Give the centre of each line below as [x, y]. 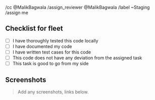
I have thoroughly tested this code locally [55, 40]
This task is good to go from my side [50, 64]
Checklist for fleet [34, 29]
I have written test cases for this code [52, 52]
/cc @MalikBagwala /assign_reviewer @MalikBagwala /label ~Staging [77, 7]
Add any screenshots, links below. [53, 92]
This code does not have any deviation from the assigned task [77, 58]
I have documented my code [42, 46]
